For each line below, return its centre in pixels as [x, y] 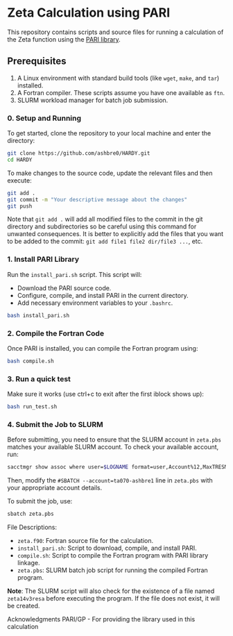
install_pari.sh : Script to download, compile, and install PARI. [107, 548]
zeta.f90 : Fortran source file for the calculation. [85, 540]
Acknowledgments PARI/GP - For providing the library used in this [101, 619]
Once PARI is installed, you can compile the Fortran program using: [103, 348]
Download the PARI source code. [64, 288]
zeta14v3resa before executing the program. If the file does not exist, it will [114, 598]
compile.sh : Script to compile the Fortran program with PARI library [113, 555]
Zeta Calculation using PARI [89, 13]
